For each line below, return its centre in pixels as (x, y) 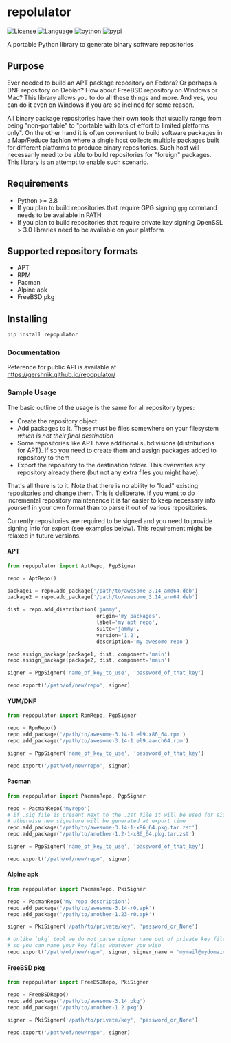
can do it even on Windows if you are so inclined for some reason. (101, 105)
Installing (27, 319)
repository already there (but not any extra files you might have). (109, 472)
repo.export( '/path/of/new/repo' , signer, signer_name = (90, 952)
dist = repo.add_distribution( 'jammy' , (64, 610)
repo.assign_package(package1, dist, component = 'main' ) (89, 654)
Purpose (26, 66)
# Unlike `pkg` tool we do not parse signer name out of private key (109, 939)
